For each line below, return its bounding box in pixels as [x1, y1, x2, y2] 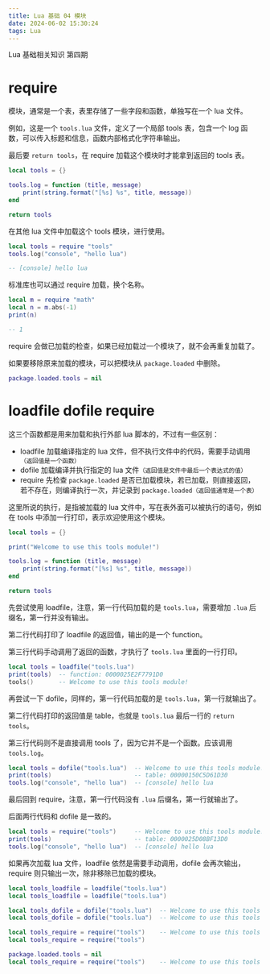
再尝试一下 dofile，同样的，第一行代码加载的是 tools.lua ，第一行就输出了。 [8, 694, 261, 703]
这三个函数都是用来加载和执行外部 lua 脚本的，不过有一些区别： [8, 429, 219, 439]
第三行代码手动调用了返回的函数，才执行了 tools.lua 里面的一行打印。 [8, 646, 243, 657]
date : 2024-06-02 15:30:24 [8, 19, 99, 27]
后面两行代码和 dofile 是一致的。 [8, 811, 116, 822]
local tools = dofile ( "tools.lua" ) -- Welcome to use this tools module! [8, 764, 264, 772]
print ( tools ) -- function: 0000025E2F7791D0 [8, 670, 163, 678]
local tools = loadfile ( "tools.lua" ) [8, 662, 135, 671]
